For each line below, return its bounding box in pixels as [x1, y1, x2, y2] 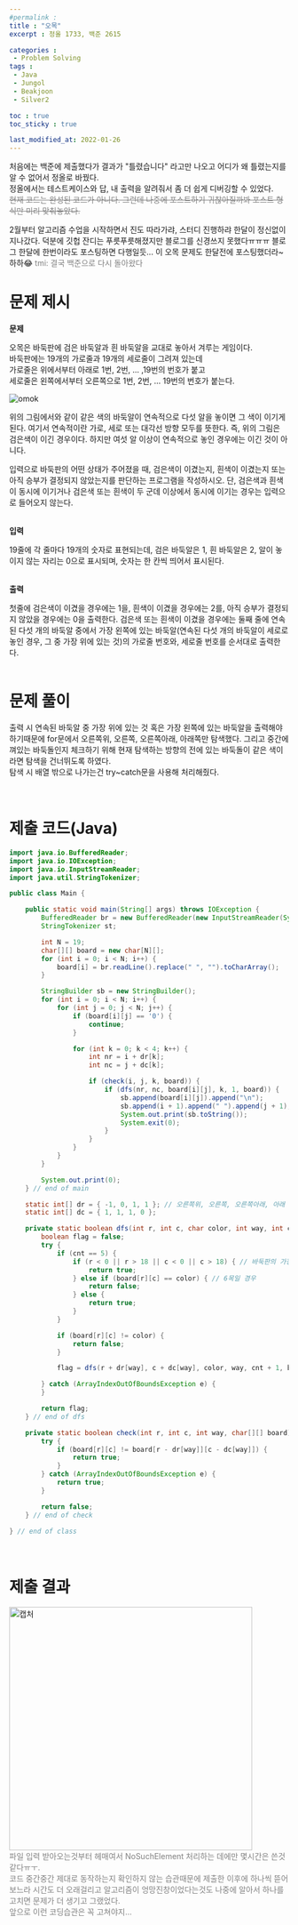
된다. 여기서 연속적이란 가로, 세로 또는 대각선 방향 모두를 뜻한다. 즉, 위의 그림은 [9, 423, 281, 434]
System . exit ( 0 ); [120, 1118, 180, 1127]
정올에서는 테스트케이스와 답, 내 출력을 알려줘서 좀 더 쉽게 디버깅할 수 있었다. [9, 183, 274, 194]
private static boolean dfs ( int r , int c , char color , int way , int [25, 1224, 284, 1233]
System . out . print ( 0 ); [41, 1175, 122, 1184]
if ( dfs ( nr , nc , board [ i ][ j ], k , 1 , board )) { [104, 1086, 280, 1095]
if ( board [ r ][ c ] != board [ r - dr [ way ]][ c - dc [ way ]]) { [56, 1445, 268, 1454]
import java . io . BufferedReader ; [9, 848, 129, 857]
